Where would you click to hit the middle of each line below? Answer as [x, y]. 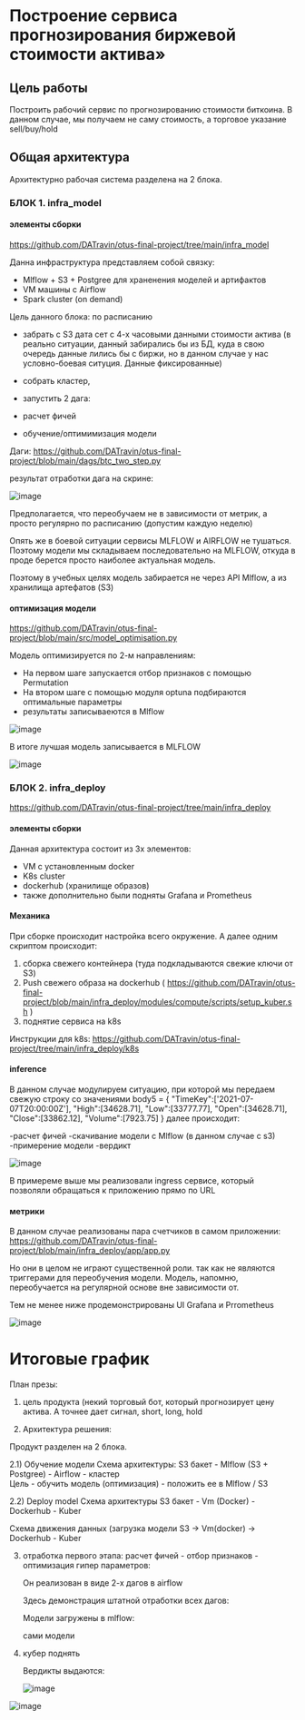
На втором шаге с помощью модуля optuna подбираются [134, 693]
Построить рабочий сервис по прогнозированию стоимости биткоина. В [151, 109]
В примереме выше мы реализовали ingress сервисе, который [132, 1181]
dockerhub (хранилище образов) [86, 885]
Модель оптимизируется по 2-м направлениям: [103, 655]
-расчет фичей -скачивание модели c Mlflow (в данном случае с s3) [143, 1136]
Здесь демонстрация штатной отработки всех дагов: [126, 1601]
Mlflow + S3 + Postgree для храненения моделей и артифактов [144, 280]
